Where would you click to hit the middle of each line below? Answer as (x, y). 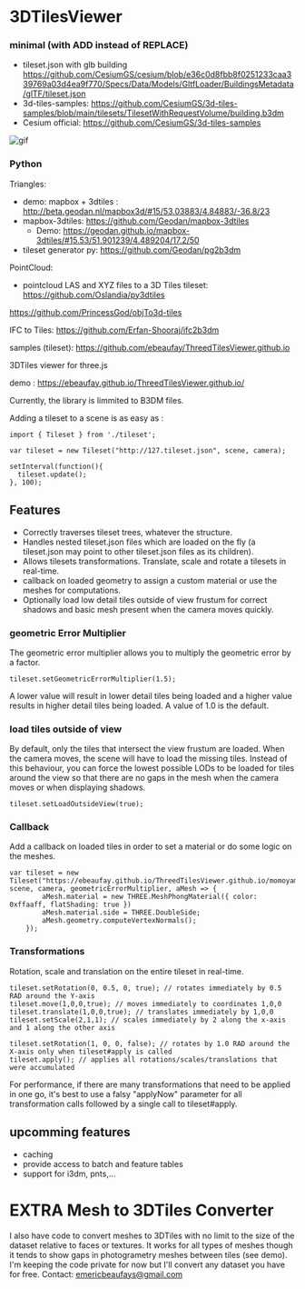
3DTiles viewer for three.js (59, 365)
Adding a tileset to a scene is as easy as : (87, 418)
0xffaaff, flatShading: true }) (70, 905)
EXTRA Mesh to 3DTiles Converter (142, 1210)
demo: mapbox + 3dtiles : (70, 201)
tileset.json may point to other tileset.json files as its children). (138, 551)
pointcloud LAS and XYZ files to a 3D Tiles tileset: (115, 285)
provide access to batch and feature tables (103, 1164)
